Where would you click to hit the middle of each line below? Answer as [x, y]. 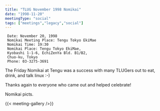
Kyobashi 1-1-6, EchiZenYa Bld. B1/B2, [48, 53]
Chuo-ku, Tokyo [22, 57]
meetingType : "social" [28, 18]
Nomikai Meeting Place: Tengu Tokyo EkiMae [52, 41]
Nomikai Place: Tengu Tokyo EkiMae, [44, 49]
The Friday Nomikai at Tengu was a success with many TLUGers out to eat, [80, 70]
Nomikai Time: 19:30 [28, 45]
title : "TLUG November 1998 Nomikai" [43, 9]
